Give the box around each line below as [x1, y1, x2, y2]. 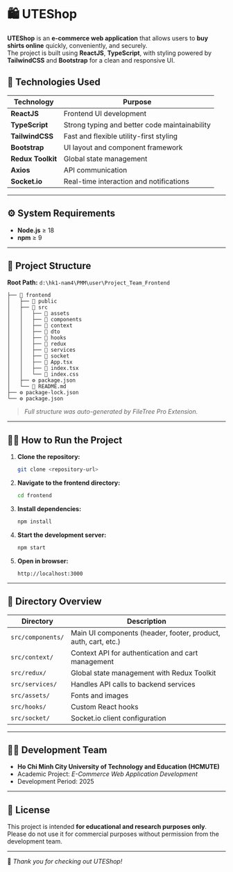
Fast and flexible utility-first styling [63, 131, 178, 140]
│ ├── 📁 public [7, 298, 58, 305]
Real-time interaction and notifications [63, 176, 189, 186]
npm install [17, 518, 52, 525]
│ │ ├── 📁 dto [7, 328, 60, 335]
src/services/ [10, 680, 58, 688]
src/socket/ [10, 714, 51, 722]
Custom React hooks [70, 702, 139, 711]
